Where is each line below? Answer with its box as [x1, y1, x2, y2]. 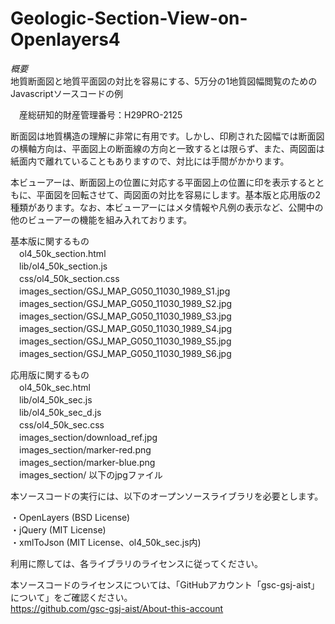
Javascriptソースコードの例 [10, 87, 123, 99]
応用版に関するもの [10, 368, 90, 381]
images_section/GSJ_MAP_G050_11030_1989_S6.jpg [18, 347, 232, 359]
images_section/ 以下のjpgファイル [18, 468, 163, 481]
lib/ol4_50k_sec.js [18, 393, 93, 406]
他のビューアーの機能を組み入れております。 [10, 213, 193, 226]
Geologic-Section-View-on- [10, 7, 248, 30]
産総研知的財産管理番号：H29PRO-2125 [18, 108, 183, 121]
